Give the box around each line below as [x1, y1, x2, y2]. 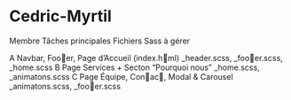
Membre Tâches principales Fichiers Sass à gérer [9, 35, 191, 46]
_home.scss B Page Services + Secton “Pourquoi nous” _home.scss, [9, 62, 260, 73]
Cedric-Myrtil [9, 6, 113, 27]
